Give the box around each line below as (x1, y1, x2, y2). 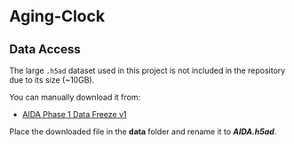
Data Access (9, 42, 82, 57)
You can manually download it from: (9, 92, 140, 102)
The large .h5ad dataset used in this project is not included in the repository (9, 65, 286, 76)
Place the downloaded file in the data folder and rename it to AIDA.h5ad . (9, 126, 277, 137)
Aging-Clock (9, 6, 105, 27)
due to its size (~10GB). (9, 75, 95, 85)
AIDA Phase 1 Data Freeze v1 (21, 109, 127, 119)
